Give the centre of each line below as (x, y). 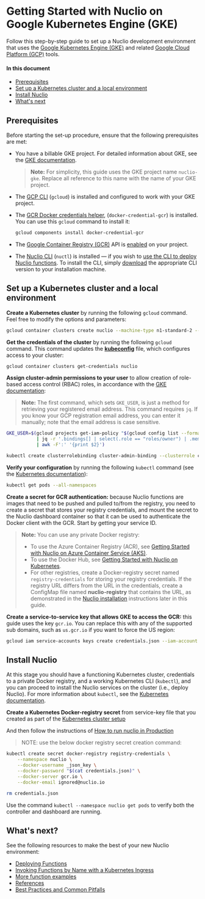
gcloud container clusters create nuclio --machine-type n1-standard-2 (99, 330)
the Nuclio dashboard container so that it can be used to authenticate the (98, 516)
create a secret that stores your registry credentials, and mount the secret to (102, 510)
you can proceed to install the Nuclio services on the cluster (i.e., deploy (97, 688)
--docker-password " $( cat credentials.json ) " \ (79, 771)
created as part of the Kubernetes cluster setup (66, 719)
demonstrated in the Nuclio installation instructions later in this (109, 598)
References (30, 883)
